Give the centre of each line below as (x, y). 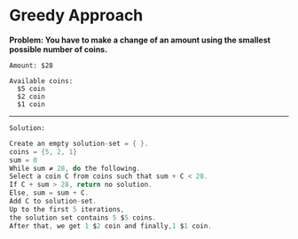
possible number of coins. (59, 49)
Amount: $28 (31, 66)
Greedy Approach (76, 15)
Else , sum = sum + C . (49, 193)
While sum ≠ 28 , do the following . (75, 168)
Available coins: (41, 81)
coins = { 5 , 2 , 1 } (43, 151)
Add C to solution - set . (53, 201)
